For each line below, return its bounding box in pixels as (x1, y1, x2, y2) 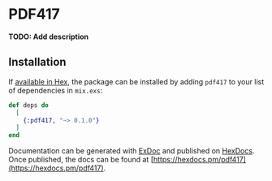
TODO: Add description (8, 32, 89, 41)
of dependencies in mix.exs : (8, 85, 103, 95)
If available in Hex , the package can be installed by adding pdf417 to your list (8, 76, 265, 86)
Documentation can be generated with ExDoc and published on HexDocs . (8, 146, 255, 156)
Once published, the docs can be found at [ (8, 155, 154, 165)
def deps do (8, 101, 49, 110)
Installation (8, 55, 67, 69)
